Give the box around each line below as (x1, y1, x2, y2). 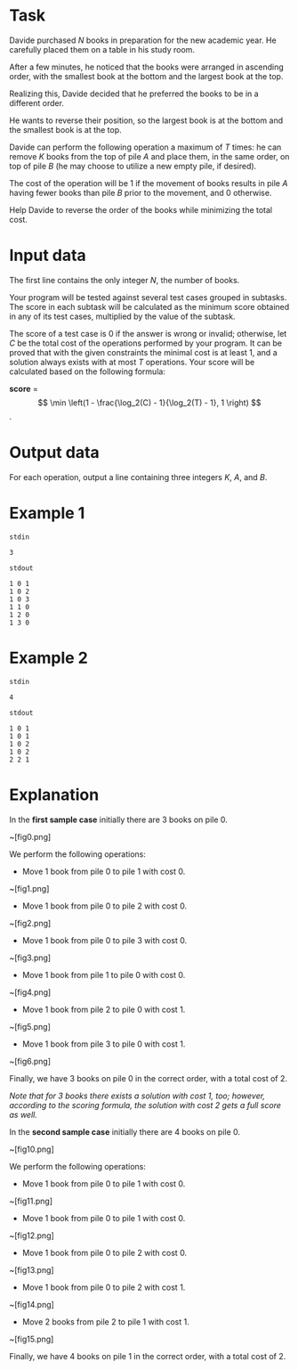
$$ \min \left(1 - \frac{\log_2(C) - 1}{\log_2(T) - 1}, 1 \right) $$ (37, 397, 262, 408)
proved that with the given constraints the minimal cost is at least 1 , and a (9, 347, 278, 357)
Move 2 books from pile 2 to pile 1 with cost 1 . (21, 1316, 189, 1327)
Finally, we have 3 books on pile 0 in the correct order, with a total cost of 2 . (9, 1072, 287, 1083)
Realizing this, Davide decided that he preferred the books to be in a (9, 88, 260, 99)
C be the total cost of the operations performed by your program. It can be (9, 338, 283, 348)
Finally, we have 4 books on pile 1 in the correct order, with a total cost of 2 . (9, 1350, 286, 1361)
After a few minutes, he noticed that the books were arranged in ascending (9, 61, 285, 72)
